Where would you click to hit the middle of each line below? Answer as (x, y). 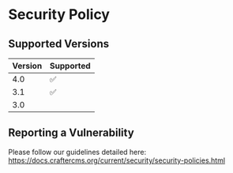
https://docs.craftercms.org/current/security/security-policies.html (117, 160)
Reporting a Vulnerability (71, 133)
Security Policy (59, 15)
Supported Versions (58, 44)
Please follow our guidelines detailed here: (77, 152)
